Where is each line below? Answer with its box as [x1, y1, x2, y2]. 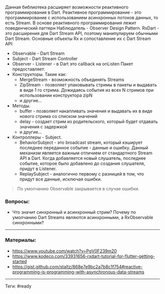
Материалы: [5, 237, 36, 244]
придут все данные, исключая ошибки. [19, 176, 102, 182]
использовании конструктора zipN [19, 92, 93, 98]
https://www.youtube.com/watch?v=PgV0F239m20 [12, 248, 117, 254]
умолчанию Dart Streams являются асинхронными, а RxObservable [12, 215, 154, 220]
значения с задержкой [19, 124, 67, 130]
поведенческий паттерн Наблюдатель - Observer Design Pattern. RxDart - [5, 25, 160, 31]
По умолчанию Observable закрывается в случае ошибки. [17, 186, 140, 191]
